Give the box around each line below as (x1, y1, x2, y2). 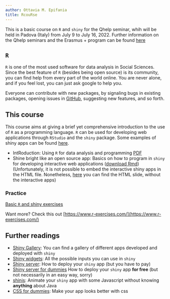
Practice (5, 189, 26, 197)
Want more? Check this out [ (5, 211, 65, 217)
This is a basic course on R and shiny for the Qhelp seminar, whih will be (5, 26, 157, 32)
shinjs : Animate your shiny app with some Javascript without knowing (12, 277, 159, 283)
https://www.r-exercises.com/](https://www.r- (64, 211, 161, 217)
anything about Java (12, 283, 57, 289)
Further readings (5, 231, 60, 240)
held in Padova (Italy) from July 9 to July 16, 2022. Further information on (5, 32, 159, 38)
